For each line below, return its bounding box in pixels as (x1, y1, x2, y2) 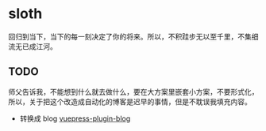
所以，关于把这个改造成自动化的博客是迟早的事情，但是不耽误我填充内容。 (8, 96, 252, 107)
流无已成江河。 (8, 41, 57, 51)
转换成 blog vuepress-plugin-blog (19, 114, 131, 123)
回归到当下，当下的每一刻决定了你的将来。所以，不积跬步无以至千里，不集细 (8, 32, 259, 41)
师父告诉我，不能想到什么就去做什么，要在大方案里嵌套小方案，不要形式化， (8, 87, 259, 96)
